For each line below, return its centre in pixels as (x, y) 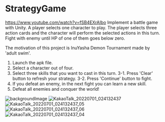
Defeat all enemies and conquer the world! (56, 89)
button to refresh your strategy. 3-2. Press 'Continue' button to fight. (82, 78)
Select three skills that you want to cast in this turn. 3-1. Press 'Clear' (82, 73)
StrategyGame (36, 9)
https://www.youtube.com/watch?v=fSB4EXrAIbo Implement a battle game (82, 22)
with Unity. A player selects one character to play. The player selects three (81, 27)
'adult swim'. (18, 53)
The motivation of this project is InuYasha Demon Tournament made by (78, 48)
